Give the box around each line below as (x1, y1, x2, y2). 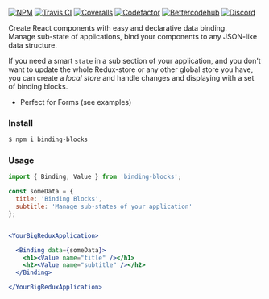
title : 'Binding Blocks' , (15, 195, 103, 203)
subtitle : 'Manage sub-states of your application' (15, 202, 193, 211)
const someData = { (8, 188, 74, 196)
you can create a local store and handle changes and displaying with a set (8, 73, 255, 82)
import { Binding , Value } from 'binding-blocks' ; (8, 173, 182, 181)
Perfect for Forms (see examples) (19, 98, 132, 106)
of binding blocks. (8, 81, 68, 91)
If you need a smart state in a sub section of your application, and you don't (8, 56, 262, 65)
